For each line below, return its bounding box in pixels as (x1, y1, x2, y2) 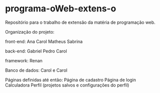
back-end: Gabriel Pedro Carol (5, 48, 68, 54)
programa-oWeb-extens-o (5, 3, 117, 14)
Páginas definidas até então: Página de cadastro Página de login (5, 77, 136, 83)
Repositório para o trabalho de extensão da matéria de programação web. (5, 19, 156, 25)
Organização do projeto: (5, 29, 55, 35)
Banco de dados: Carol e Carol (5, 67, 68, 73)
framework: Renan (5, 57, 43, 63)
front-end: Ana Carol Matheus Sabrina (5, 38, 83, 45)
